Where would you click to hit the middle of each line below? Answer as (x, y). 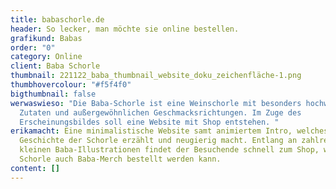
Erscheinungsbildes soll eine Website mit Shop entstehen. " (149, 122)
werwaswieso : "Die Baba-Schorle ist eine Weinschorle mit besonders (156, 103)
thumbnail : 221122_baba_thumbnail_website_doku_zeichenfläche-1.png (156, 76)
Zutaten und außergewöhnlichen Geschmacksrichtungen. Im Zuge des (160, 112)
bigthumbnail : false (53, 94)
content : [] (35, 168)
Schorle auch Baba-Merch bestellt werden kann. (120, 159)
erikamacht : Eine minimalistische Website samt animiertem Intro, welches (169, 131)
